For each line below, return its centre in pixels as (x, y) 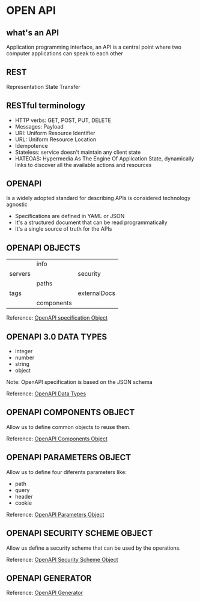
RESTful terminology (46, 106)
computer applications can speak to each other (65, 53)
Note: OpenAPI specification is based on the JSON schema (80, 382)
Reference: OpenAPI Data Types (46, 394)
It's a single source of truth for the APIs (63, 229)
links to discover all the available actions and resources (83, 165)
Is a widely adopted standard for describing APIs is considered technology (98, 198)
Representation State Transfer (43, 87)
